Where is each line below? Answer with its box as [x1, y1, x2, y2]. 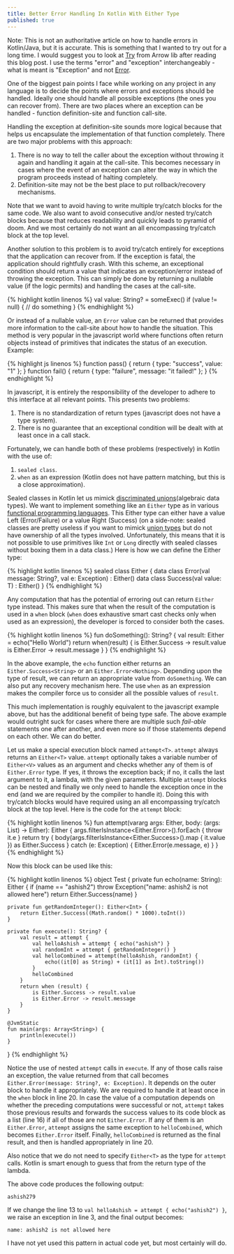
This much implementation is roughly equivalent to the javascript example [7, 702, 219, 711]
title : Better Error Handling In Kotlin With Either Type [7, 10, 180, 17]
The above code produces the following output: [7, 1179, 145, 1188]
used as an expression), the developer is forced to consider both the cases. [7, 617, 225, 626]
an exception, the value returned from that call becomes [7, 1071, 169, 1079]
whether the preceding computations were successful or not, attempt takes [7, 1100, 224, 1109]
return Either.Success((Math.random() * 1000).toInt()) [20, 909, 187, 917]
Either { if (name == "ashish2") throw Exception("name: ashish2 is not [7, 883, 208, 891]
